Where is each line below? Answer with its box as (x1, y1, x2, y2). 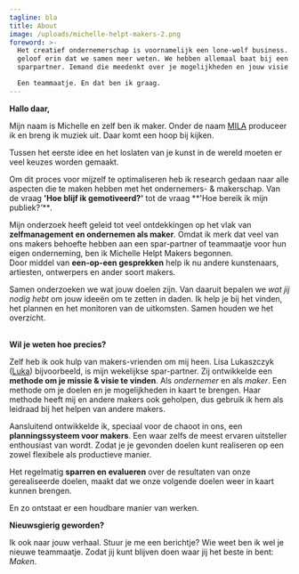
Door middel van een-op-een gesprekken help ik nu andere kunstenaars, (9, 257, 279, 268)
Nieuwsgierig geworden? (9, 520, 105, 530)
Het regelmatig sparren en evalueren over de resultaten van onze (9, 466, 251, 477)
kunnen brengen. (9, 485, 72, 496)
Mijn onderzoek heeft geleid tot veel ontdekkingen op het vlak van (9, 219, 252, 230)
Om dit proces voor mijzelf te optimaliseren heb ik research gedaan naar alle (9, 174, 289, 184)
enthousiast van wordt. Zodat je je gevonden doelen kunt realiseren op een (9, 440, 285, 450)
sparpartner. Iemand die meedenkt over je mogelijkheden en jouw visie (17, 63, 289, 72)
